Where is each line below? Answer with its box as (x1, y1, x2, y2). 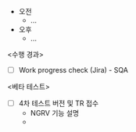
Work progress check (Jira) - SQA (18, 66, 128, 74)
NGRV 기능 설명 (30, 109, 80, 118)
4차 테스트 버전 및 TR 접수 (18, 98, 99, 108)
